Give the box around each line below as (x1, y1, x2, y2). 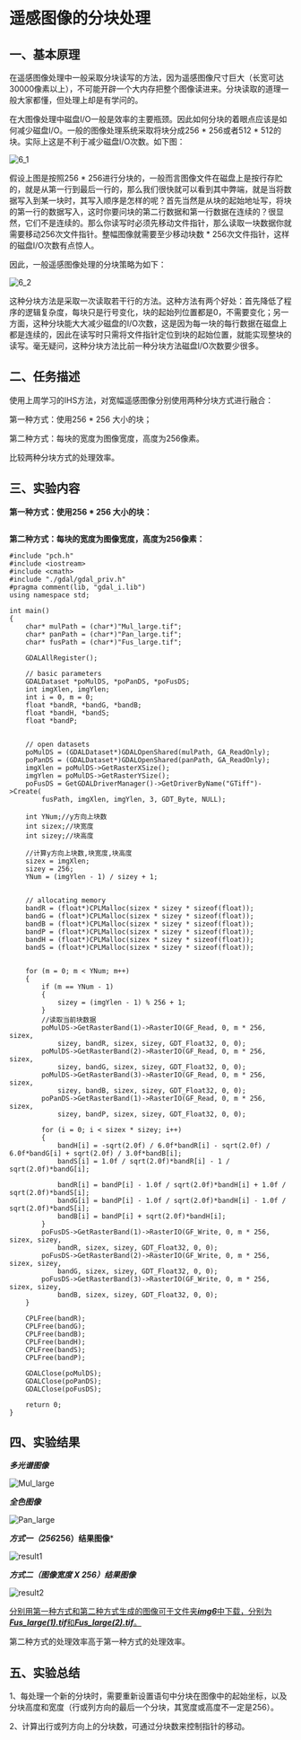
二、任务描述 (9, 369, 81, 384)
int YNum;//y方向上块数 (25, 812, 107, 822)
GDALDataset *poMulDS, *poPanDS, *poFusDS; (25, 677, 191, 686)
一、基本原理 (9, 47, 81, 62)
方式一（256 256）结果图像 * (9, 1533, 115, 1544)
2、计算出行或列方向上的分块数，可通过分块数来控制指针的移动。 (9, 1721, 250, 1732)
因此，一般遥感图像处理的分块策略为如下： (9, 259, 167, 269)
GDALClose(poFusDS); (25, 1384, 102, 1393)
